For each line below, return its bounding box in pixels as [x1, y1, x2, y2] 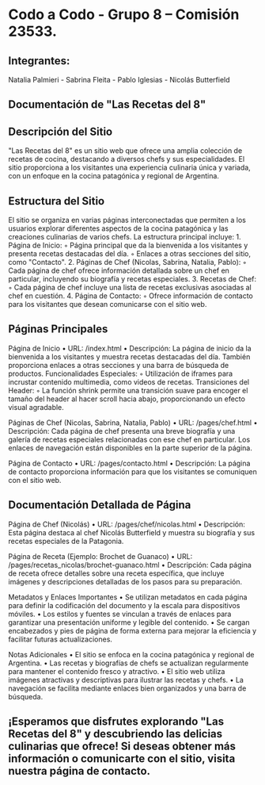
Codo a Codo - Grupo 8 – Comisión [8, 6, 240, 24]
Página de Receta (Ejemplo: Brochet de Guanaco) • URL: [8, 551, 193, 561]
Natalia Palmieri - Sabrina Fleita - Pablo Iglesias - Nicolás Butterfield [8, 75, 230, 84]
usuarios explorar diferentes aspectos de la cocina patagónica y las [8, 224, 229, 233]
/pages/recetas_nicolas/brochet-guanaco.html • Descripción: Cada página [8, 560, 252, 569]
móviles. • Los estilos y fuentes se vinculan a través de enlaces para [8, 609, 232, 618]
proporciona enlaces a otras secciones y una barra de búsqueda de [8, 360, 229, 370]
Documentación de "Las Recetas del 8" [8, 98, 206, 112]
